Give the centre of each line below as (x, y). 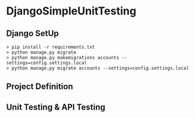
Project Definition (40, 86)
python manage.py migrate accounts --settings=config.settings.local (100, 68)
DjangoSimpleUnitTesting (71, 11)
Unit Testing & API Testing (56, 107)
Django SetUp (32, 33)
